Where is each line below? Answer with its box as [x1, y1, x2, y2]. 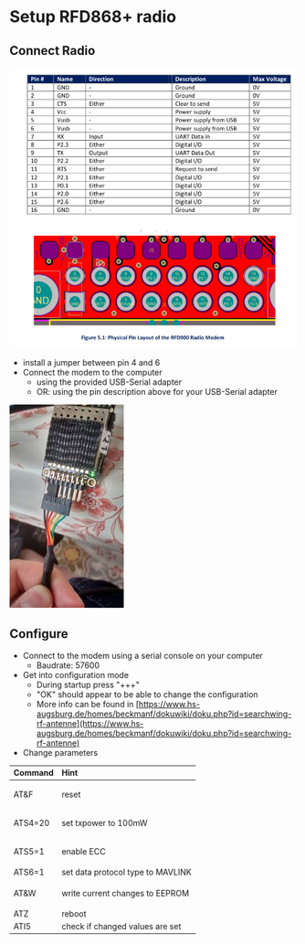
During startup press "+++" [36, 679, 140, 690]
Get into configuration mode [22, 669, 130, 680]
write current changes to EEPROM [61, 887, 190, 898]
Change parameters [22, 747, 99, 758]
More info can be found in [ [36, 698, 140, 709]
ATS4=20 [13, 817, 50, 828]
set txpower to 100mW [61, 817, 148, 828]
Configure [9, 626, 68, 642]
